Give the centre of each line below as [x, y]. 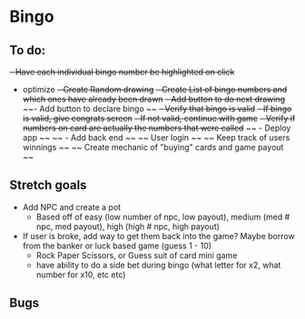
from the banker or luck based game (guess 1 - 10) [117, 246]
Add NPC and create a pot [71, 207]
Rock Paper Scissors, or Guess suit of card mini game [137, 255]
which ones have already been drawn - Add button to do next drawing [154, 99]
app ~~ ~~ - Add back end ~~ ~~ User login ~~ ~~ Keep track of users [156, 137]
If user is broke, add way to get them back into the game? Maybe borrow [158, 236]
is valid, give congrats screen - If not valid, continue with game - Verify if [159, 118]
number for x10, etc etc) [81, 275]
